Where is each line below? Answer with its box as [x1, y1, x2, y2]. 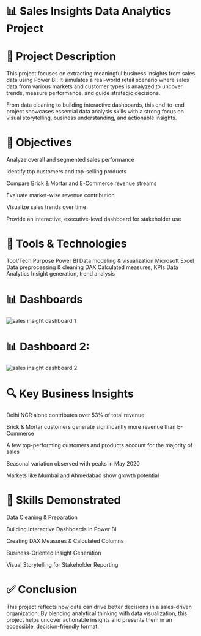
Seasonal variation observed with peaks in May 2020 [6, 460, 141, 467]
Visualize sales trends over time [6, 203, 87, 211]
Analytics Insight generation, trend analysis [6, 270, 115, 277]
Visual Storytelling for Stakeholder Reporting [6, 561, 119, 568]
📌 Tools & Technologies [6, 237, 127, 251]
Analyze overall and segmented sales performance [6, 156, 134, 164]
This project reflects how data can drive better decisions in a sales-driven [6, 603, 192, 610]
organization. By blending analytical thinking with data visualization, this [6, 610, 188, 617]
